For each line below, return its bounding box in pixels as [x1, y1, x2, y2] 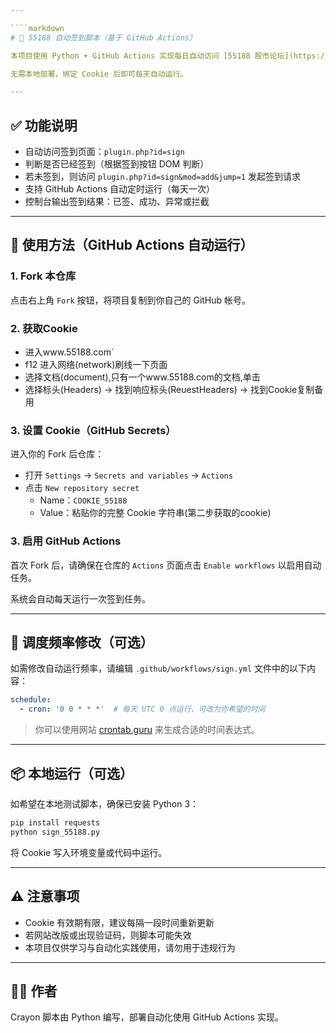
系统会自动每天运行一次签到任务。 [10, 592, 151, 605]
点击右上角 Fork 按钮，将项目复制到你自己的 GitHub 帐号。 [10, 294, 252, 306]
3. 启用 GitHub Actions [10, 534, 122, 548]
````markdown [10, 23, 65, 33]
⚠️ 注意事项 [10, 888, 80, 905]
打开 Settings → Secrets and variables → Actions [24, 469, 233, 481]
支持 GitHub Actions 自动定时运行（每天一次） [24, 183, 215, 195]
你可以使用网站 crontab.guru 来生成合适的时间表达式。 [34, 724, 260, 736]
